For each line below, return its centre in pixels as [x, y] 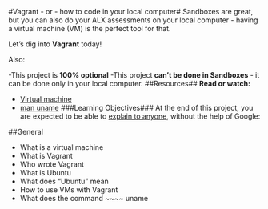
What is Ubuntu [46, 173]
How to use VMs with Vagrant [69, 190]
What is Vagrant [46, 156]
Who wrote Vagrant [52, 164]
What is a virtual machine [62, 147]
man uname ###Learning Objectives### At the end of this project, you [136, 108]
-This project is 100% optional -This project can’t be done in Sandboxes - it [134, 75]
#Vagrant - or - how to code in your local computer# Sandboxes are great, [131, 12]
